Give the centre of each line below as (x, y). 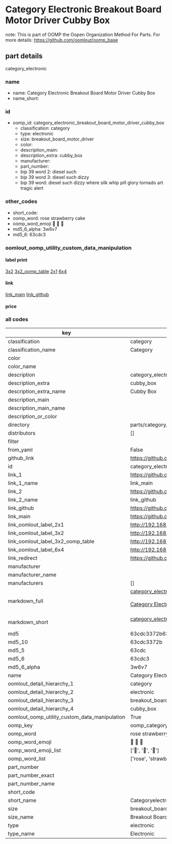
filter (14, 441)
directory (19, 425)
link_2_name (23, 499)
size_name (21, 817)
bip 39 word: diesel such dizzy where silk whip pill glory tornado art (92, 183)
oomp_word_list (27, 758)
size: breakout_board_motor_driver (57, 139)
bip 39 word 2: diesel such (48, 172)
